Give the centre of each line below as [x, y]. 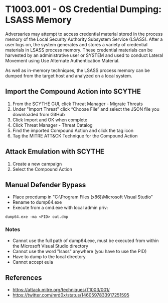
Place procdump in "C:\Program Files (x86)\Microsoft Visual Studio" [83, 197]
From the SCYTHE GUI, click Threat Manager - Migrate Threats [77, 104]
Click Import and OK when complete [50, 120]
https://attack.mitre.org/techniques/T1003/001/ [61, 290]
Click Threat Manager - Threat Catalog [52, 125]
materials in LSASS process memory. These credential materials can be [79, 50]
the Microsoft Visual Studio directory [50, 246]
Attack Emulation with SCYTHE [55, 152]
